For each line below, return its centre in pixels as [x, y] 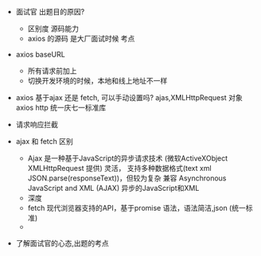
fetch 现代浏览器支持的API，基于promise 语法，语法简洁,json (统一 [137, 208]
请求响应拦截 [37, 124]
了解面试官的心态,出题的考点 [62, 243]
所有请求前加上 [52, 71]
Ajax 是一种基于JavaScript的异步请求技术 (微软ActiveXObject [128, 158]
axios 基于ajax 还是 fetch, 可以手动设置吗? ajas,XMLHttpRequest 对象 [129, 97]
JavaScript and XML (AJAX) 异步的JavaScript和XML [113, 188]
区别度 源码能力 [53, 29]
